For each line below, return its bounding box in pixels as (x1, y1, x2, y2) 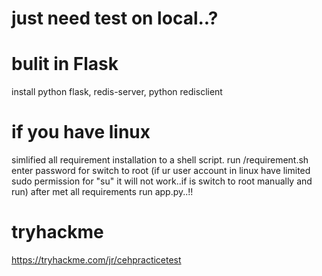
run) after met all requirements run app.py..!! (11, 186, 194, 198)
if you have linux (11, 121, 151, 144)
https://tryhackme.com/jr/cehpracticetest (11, 254, 182, 266)
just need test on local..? (11, 7, 219, 30)
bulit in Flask (11, 53, 119, 76)
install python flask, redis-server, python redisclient (11, 86, 223, 98)
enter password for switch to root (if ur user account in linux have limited (11, 165, 311, 177)
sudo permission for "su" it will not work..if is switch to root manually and (11, 175, 313, 187)
